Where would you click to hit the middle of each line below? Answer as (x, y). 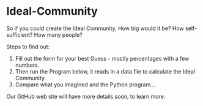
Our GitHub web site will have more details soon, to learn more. (86, 96)
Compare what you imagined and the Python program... (85, 85)
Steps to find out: (28, 47)
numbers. (27, 65)
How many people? (58, 34)
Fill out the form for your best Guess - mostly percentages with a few (102, 58)
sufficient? (20, 34)
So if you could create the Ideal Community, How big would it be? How (95, 28)
